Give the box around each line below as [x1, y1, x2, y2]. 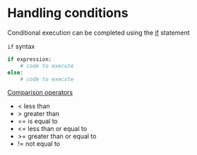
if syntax [7, 42, 35, 50]
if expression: [7, 55, 52, 63]
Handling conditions [7, 5, 129, 21]
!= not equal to [17, 139, 61, 148]
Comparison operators [7, 88, 73, 97]
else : [7, 69, 23, 76]
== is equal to [17, 117, 59, 125]
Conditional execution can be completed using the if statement [7, 28, 190, 37]
